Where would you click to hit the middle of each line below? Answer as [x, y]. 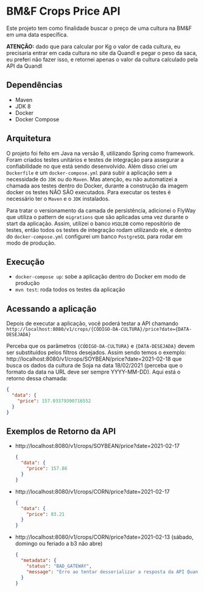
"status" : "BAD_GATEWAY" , [59, 566]
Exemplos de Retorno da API [61, 431]
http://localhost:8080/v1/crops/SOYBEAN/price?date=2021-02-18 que [94, 359]
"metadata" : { [39, 560]
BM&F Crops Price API [63, 11]
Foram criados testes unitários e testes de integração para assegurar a [95, 159]
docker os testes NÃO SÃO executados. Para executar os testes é [89, 192]
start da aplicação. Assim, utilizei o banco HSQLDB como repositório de [93, 223]
